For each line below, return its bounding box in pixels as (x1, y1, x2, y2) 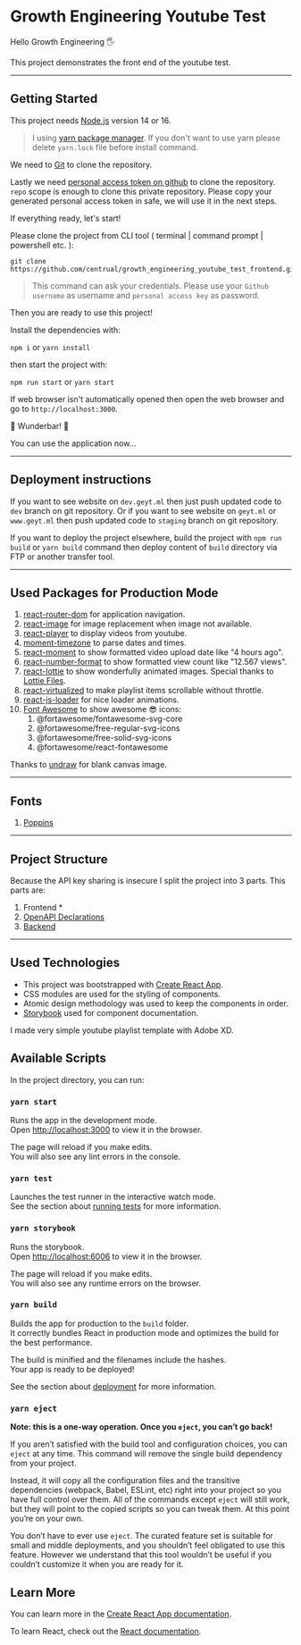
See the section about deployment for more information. (10, 1381, 217, 1391)
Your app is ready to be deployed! (10, 1364, 135, 1374)
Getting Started (10, 91, 98, 106)
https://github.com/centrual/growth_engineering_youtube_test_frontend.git (10, 264, 298, 273)
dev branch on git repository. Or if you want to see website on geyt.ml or (10, 505, 276, 516)
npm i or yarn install (10, 341, 91, 352)
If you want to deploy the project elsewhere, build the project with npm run (10, 532, 282, 542)
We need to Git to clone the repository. (10, 159, 153, 170)
